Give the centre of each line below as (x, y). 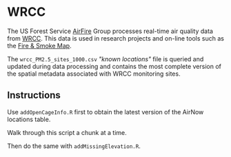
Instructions (34, 95)
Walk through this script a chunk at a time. (67, 132)
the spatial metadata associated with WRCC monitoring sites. (94, 74)
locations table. (29, 119)
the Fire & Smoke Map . (39, 45)
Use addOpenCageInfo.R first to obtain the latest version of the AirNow (106, 112)
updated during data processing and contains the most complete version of (114, 66)
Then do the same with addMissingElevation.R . (74, 146)
